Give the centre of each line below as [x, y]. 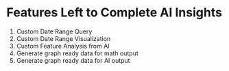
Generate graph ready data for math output [77, 53]
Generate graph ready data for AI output [73, 60]
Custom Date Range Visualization [63, 38]
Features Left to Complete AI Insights [114, 13]
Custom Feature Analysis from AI [63, 46]
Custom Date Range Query [54, 31]
